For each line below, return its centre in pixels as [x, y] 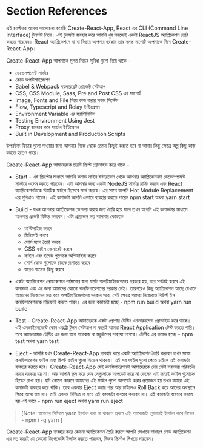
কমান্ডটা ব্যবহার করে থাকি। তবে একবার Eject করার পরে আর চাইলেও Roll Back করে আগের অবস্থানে [105, 387]
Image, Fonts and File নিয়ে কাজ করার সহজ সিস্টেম [67, 100]
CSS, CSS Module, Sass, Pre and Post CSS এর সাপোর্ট [78, 93]
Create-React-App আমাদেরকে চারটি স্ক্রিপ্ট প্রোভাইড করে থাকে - [68, 165]
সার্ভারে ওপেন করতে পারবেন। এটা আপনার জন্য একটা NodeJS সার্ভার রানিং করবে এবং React [99, 183]
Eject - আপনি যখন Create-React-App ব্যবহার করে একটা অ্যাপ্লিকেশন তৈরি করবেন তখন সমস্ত [103, 353]
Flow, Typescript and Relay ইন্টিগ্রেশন [57, 107]
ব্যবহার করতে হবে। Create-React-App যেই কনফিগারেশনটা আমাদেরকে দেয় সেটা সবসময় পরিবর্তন [105, 367]
